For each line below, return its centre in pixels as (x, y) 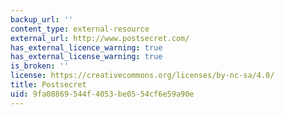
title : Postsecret (48, 85)
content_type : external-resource (80, 29)
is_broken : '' (40, 66)
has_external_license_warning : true (86, 57)
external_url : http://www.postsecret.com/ (100, 38)
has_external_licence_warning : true (86, 47)
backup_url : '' (42, 19)
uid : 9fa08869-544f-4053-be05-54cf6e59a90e (102, 94)
